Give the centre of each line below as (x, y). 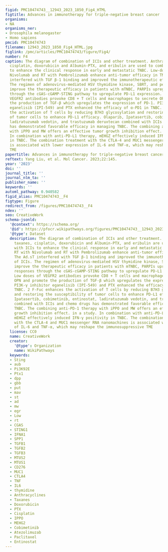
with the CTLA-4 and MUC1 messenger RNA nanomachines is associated (87, 322)
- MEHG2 (18, 523)
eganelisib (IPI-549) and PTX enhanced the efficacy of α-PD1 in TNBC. (86, 108)
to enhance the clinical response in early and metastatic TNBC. (79, 71)
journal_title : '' (24, 173)
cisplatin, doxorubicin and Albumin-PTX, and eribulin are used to (81, 66)
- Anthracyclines (28, 495)
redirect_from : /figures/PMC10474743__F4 (49, 206)
